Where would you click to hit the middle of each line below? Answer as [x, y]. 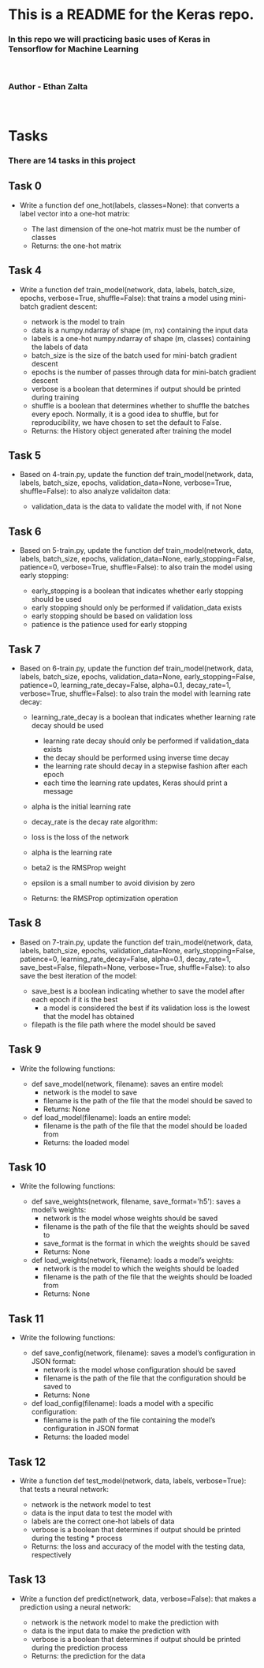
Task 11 [26, 1319]
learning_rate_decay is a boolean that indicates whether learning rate [143, 717]
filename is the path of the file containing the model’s [129, 1420]
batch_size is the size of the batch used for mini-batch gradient [134, 355]
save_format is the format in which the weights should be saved [147, 1243]
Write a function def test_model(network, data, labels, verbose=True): [133, 1481]
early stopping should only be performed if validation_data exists [137, 608]
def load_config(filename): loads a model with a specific [123, 1403]
